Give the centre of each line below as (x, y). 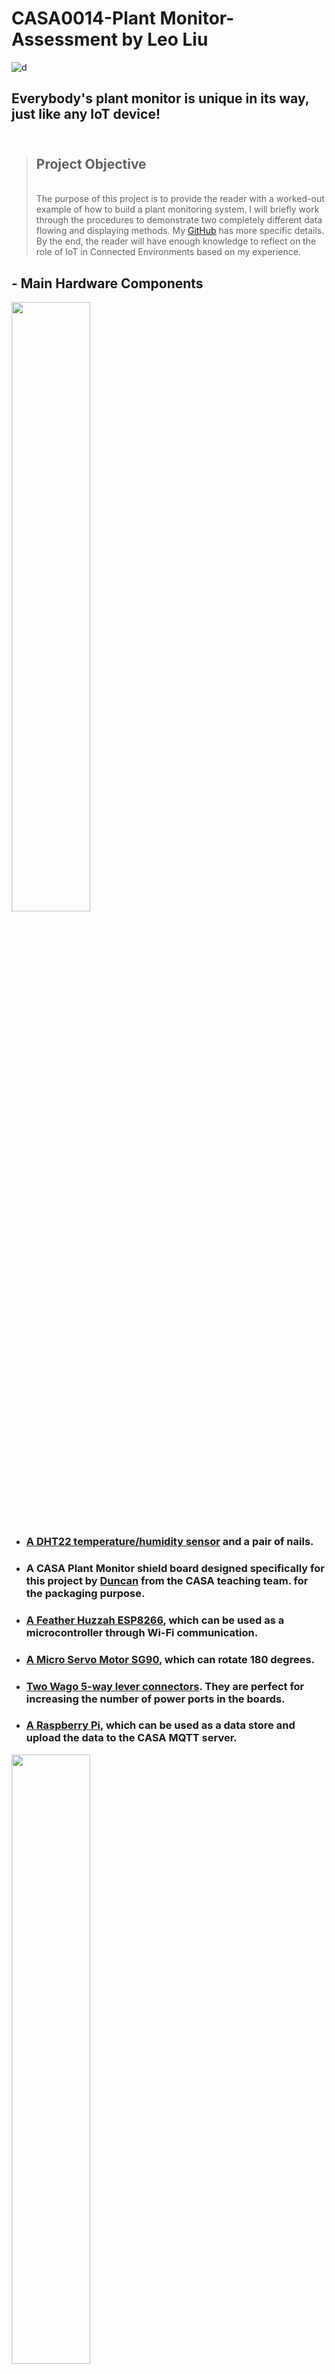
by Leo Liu (165, 39)
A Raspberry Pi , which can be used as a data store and (160, 1725)
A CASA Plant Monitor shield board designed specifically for (175, 1568)
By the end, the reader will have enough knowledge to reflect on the (176, 241)
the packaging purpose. (85, 1593)
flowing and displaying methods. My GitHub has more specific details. (180, 231)
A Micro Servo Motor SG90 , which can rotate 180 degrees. (170, 1659)
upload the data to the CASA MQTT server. (131, 1738)
